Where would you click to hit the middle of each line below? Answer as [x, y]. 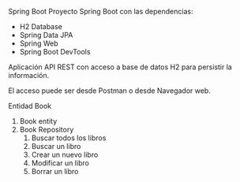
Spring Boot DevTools [55, 52]
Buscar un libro [56, 146]
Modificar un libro [60, 163]
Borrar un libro [55, 171]
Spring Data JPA [46, 35]
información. [29, 75]
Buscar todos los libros [69, 138]
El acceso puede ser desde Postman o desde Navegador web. [109, 91]
